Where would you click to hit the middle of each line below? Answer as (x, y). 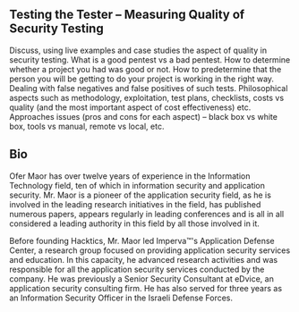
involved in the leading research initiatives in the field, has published (135, 204)
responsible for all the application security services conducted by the (137, 269)
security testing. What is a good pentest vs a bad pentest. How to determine (150, 59)
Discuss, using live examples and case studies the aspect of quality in (138, 50)
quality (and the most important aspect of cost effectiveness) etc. (130, 107)
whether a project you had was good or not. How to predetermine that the (145, 69)
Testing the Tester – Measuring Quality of (127, 15)
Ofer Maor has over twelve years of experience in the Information (130, 176)
